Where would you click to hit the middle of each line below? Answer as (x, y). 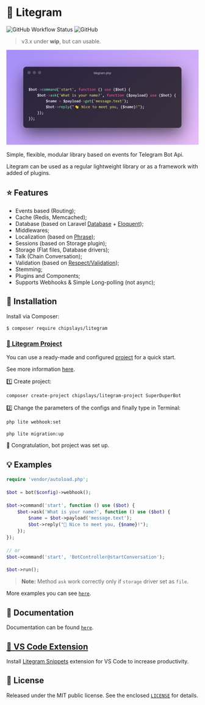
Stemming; (29, 269)
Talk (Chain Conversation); (49, 256)
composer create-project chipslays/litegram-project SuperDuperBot (94, 395)
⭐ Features (27, 193)
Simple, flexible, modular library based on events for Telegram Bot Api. (95, 155)
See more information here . (41, 369)
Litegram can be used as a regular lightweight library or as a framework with (102, 166)
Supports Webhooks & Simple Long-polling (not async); (85, 282)
